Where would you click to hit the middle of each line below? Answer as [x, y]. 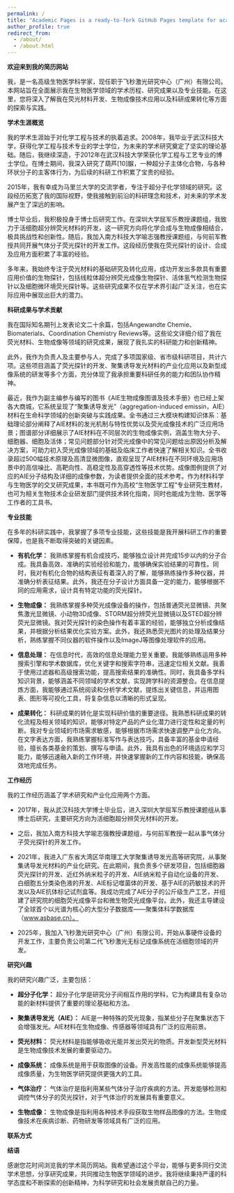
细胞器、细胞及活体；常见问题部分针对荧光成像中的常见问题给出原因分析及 [114, 441]
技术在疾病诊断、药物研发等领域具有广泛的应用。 [94, 1121]
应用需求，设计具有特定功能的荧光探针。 [88, 590]
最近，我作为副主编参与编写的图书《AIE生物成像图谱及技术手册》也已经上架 [116, 398]
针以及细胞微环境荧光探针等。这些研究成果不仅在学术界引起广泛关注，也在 [114, 286]
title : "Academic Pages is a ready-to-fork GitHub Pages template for [112, 20]
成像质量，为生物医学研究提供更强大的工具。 [81, 1073]
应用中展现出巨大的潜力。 [50, 295]
